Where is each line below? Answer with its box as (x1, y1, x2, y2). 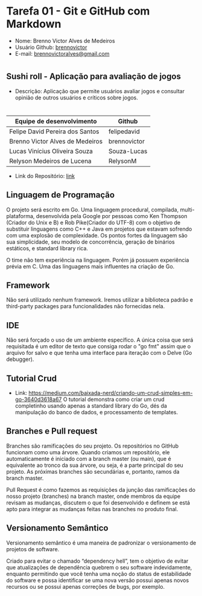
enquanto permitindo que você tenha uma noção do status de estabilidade (6, 570, 192, 577)
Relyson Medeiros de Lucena (9, 156, 92, 165)
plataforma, (6, 212, 35, 219)
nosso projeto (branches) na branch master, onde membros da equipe (6, 492, 181, 500)
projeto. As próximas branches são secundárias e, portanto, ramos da (6, 468, 180, 475)
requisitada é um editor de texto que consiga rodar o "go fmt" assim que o (6, 343, 191, 350)
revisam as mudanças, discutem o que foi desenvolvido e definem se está (6, 498, 191, 506)
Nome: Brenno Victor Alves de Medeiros (14, 37, 116, 44)
